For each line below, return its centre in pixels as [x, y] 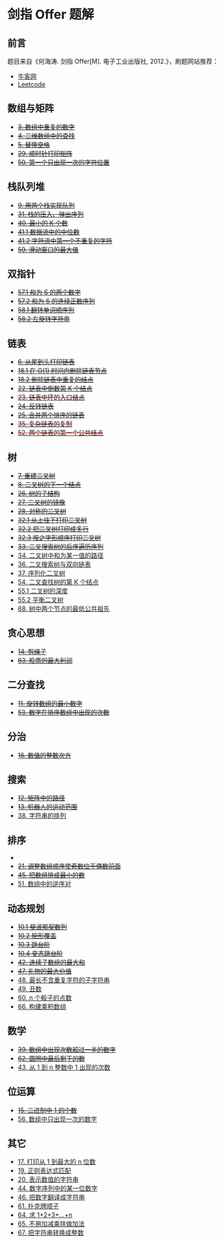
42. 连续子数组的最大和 [51, 962]
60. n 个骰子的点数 [45, 998]
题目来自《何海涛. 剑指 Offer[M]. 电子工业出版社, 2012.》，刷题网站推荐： [113, 61]
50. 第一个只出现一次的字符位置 [63, 162]
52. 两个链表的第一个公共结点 [61, 433]
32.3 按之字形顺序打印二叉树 [59, 538]
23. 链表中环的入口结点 [51, 397]
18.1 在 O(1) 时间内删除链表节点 [62, 371]
